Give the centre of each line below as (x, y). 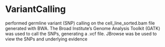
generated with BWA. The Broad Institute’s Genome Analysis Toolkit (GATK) (83, 28)
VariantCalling (35, 9)
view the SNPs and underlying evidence (46, 39)
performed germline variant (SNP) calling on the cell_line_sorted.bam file (80, 23)
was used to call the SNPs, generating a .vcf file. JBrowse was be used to (81, 33)
